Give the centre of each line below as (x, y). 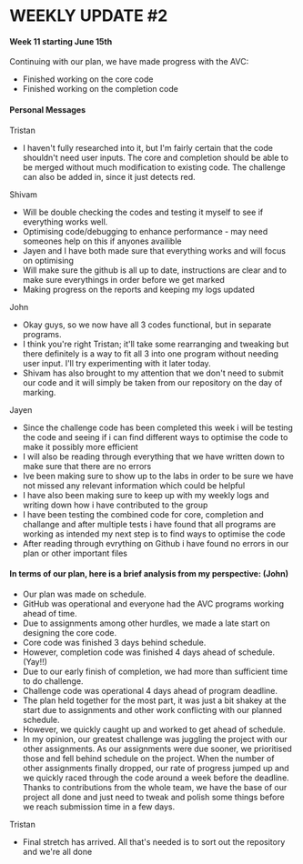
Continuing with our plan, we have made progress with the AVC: (129, 62)
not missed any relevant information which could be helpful (134, 485)
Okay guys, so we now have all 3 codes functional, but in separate (147, 325)
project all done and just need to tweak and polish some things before (153, 797)
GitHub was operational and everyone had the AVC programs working (153, 603)
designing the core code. (70, 632)
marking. (39, 392)
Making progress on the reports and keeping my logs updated (138, 289)
